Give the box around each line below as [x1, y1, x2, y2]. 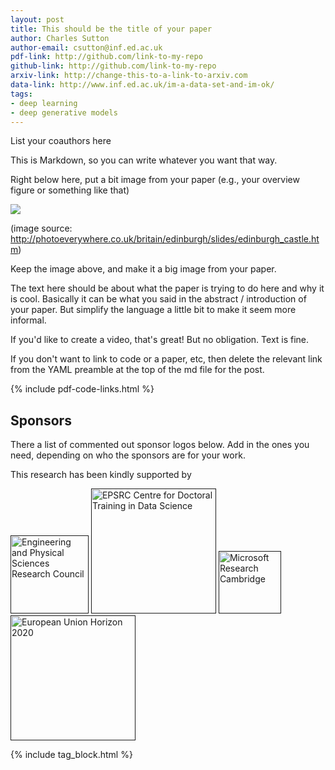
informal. [10, 314, 47, 326]
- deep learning [10, 98, 78, 108]
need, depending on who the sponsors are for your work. [10, 449, 246, 461]
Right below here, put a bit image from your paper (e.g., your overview [10, 174, 300, 186]
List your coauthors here [10, 135, 112, 147]
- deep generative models [10, 107, 118, 118]
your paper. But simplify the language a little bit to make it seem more [10, 304, 297, 316]
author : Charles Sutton [10, 33, 110, 43]
